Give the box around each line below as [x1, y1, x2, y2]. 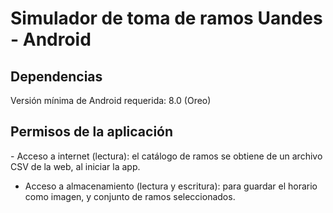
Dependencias [10, 68, 103, 85]
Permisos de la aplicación [10, 123, 174, 141]
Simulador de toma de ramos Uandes [10, 7, 323, 30]
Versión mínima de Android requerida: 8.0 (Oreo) [10, 95, 212, 106]
